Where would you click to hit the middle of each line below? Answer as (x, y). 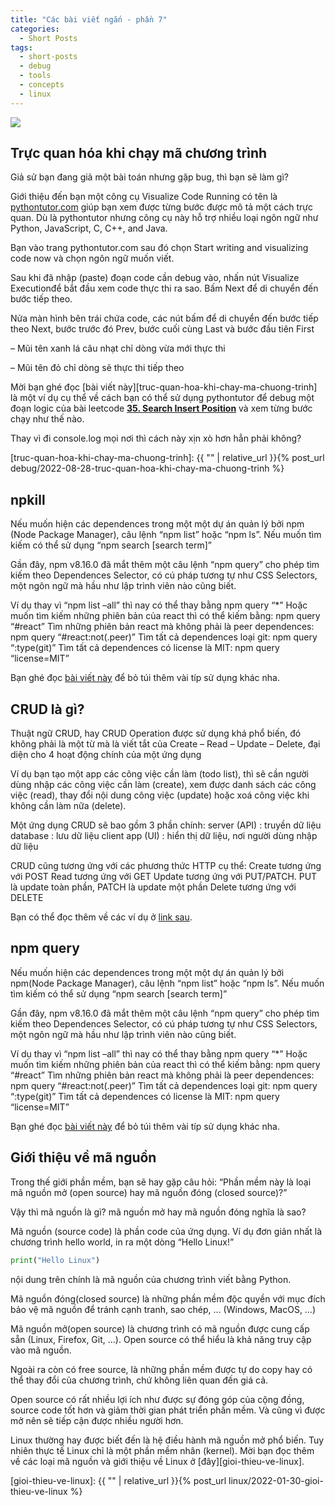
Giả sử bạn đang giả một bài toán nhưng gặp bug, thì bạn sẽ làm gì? (149, 177)
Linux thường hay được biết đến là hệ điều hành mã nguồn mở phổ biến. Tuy (167, 1440)
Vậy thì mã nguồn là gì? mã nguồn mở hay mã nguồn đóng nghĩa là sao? (158, 1212)
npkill (28, 499)
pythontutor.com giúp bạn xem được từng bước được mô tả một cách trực (162, 207)
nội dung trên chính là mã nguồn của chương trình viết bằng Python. (151, 1279)
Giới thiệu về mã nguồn (83, 1157)
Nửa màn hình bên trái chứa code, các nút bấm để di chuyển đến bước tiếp (164, 318)
